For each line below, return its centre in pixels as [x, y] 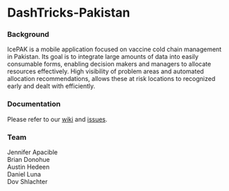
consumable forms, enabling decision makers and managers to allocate [109, 64]
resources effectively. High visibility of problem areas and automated [106, 71]
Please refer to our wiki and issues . [57, 119]
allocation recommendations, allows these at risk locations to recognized [111, 79]
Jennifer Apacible [32, 152]
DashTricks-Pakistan [69, 13]
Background [28, 35]
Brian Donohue [28, 160]
